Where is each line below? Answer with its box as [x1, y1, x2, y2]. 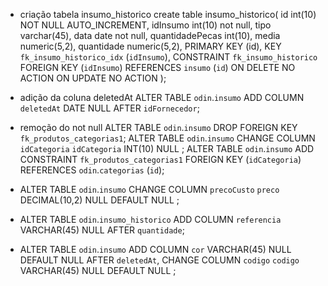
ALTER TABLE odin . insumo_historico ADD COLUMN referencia [19, 214, 282, 225]
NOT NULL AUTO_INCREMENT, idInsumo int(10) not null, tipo [19, 19, 272, 31]
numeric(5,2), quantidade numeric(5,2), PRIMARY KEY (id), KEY [19, 40, 282, 52]
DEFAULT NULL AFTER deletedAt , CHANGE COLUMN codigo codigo [19, 254, 300, 266]
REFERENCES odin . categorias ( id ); [19, 164, 165, 176]
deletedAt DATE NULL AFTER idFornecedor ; [19, 102, 200, 114]
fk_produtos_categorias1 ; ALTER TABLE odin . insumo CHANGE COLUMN [19, 132, 316, 144]
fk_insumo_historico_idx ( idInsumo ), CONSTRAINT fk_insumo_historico [19, 51, 318, 63]
